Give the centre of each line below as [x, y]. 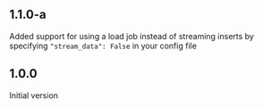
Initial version [34, 95]
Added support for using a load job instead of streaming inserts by [132, 36]
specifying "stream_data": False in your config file [103, 46]
